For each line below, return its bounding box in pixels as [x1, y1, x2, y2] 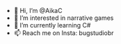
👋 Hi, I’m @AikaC [13, 7, 63, 14]
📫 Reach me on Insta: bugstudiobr [13, 29, 114, 37]
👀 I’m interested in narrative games [13, 14, 114, 22]
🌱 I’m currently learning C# [13, 21, 91, 29]
